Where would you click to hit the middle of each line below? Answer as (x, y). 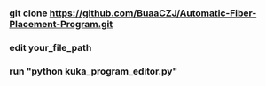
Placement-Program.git (61, 24)
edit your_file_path (51, 47)
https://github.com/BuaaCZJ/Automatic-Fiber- (153, 13)
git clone (28, 13)
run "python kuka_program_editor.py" (94, 71)
